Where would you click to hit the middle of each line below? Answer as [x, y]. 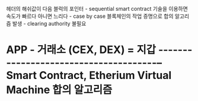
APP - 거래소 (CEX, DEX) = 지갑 [81, 50]
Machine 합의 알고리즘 [59, 90]
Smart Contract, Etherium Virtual [89, 75]
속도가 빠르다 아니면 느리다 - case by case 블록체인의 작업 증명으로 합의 [90, 16]
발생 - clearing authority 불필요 [49, 23]
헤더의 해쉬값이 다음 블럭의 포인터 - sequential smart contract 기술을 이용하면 [97, 9]
